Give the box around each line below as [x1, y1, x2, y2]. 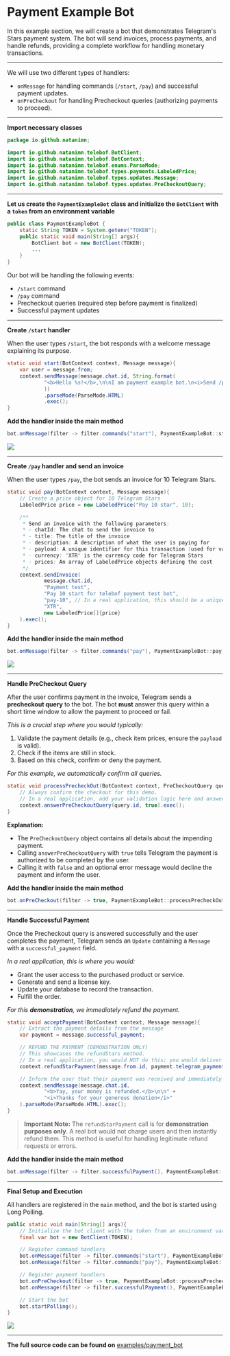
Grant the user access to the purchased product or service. [16, 970, 185, 978]
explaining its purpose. [7, 347, 72, 355]
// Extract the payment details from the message [19, 1025, 164, 1032]
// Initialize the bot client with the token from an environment [19, 1227, 213, 1234]
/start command [16, 284, 66, 292]
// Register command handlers [19, 1246, 106, 1253]
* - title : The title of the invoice [22, 533, 130, 540]
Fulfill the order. [16, 992, 62, 1000]
